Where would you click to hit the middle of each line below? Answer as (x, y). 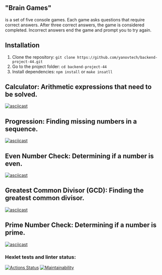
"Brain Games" (28, 8)
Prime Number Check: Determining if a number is (81, 225)
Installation (22, 45)
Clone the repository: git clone (43, 57)
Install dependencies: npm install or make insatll (62, 71)
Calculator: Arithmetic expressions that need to (78, 87)
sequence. (22, 129)
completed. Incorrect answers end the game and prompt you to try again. (78, 30)
